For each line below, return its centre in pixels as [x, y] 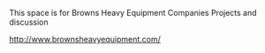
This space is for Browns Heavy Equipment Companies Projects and [133, 13]
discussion [29, 22]
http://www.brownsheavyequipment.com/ [85, 39]
